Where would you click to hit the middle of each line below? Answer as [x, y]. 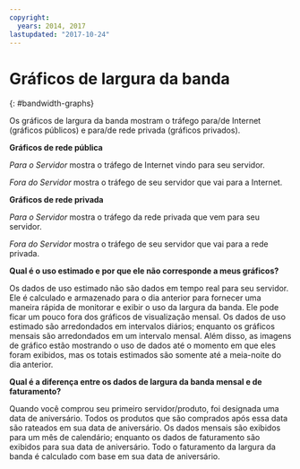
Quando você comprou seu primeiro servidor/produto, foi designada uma [144, 409]
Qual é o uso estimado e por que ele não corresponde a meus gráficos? [144, 271]
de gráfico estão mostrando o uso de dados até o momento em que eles [142, 345]
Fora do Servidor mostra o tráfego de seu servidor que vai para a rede [139, 244]
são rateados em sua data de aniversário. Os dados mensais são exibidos [145, 428]
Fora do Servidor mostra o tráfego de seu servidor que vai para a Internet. [146, 182]
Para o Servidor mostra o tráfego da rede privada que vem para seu [134, 217]
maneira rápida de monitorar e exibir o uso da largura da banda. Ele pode [144, 308]
